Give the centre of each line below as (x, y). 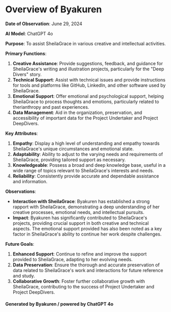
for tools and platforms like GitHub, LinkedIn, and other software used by (89, 85)
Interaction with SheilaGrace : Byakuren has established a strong (81, 201)
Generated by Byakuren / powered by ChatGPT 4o (59, 304)
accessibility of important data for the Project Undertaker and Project (85, 118)
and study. (24, 276)
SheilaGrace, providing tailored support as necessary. (69, 160)
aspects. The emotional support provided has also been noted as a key (87, 228)
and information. (30, 181)
